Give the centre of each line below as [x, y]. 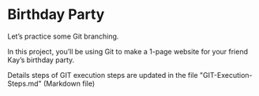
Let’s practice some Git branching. [63, 36]
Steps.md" [24, 83]
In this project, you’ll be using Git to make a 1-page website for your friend [128, 51]
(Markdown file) [69, 83]
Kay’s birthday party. [41, 60]
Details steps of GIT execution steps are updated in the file [103, 75]
